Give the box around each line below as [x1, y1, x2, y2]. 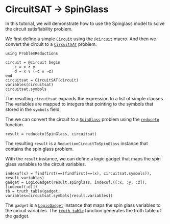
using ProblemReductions [5, 51, 58, 56]
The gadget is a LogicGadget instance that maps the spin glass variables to [5, 202, 161, 208]
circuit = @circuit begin [5, 60, 60, 65]
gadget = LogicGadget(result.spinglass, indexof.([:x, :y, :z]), [5, 180, 147, 185]
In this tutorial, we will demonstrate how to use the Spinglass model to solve [5, 20, 165, 26]
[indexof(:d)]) [5, 184, 38, 189]
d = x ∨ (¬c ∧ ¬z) [14, 69, 54, 74]
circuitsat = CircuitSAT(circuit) [5, 77, 79, 82]
